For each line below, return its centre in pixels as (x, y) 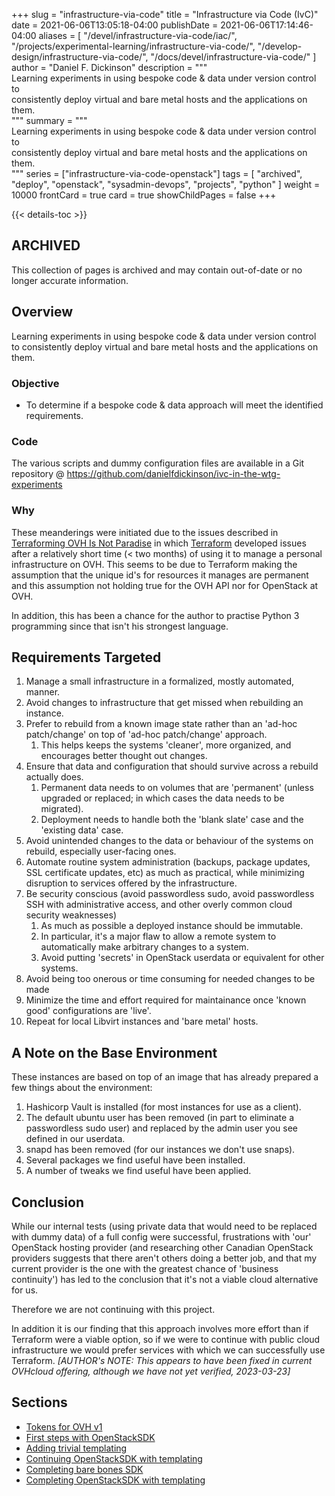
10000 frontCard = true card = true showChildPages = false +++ (144, 195)
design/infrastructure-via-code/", (80, 57)
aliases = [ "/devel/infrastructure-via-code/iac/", (138, 35)
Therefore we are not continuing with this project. (113, 1309)
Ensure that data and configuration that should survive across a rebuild (172, 766)
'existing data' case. (82, 830)
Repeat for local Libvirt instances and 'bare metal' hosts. (142, 1021)
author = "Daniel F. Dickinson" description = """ (109, 67)
